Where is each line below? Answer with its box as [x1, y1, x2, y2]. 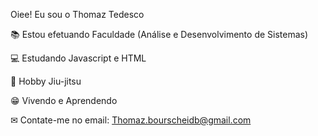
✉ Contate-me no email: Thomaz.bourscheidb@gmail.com [10, 114, 252, 126]
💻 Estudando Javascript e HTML [10, 52, 147, 64]
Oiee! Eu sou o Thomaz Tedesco [10, 9, 145, 20]
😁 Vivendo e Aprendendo [10, 95, 118, 106]
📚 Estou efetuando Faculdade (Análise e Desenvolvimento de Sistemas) [10, 29, 309, 40]
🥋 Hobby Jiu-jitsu [10, 75, 82, 87]
